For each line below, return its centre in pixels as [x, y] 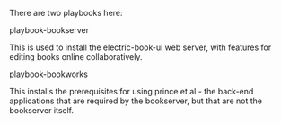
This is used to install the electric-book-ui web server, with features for [140, 47]
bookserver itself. [42, 110]
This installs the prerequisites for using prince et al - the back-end [132, 91]
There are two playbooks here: [66, 13]
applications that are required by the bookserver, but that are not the [136, 101]
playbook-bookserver [49, 30]
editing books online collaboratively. [76, 57]
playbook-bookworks [48, 74]
